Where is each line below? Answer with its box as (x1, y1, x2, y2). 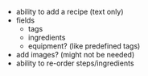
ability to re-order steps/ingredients (15, 58, 134, 68)
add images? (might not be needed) (15, 50, 135, 59)
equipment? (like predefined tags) (27, 41, 141, 51)
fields (15, 15, 35, 25)
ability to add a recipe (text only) (15, 7, 124, 16)
